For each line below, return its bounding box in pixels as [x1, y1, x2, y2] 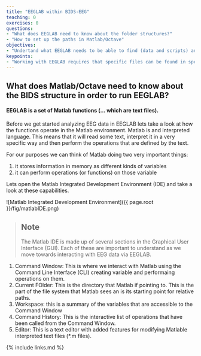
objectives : [6, 42, 36, 48]
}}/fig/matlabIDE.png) [6, 205, 59, 212]
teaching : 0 [6, 14, 36, 20]
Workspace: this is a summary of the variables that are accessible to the [14, 300, 193, 308]
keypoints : [6, 53, 33, 59]
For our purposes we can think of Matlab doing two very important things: [6, 151, 188, 159]
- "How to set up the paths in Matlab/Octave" [6, 36, 124, 42]
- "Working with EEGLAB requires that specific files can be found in [6, 59, 186, 65]
